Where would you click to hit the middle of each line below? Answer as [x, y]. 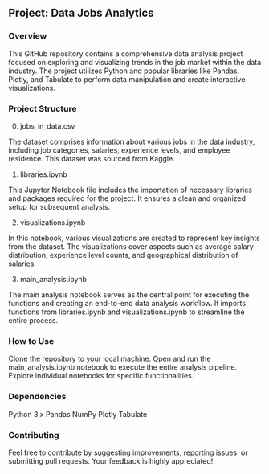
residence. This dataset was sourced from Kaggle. [92, 158]
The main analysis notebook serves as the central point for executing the [129, 294]
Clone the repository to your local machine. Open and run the [110, 359]
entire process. [33, 320]
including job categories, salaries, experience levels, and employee [119, 150]
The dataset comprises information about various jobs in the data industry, [132, 141]
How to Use [31, 341]
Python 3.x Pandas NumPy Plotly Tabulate [78, 414]
